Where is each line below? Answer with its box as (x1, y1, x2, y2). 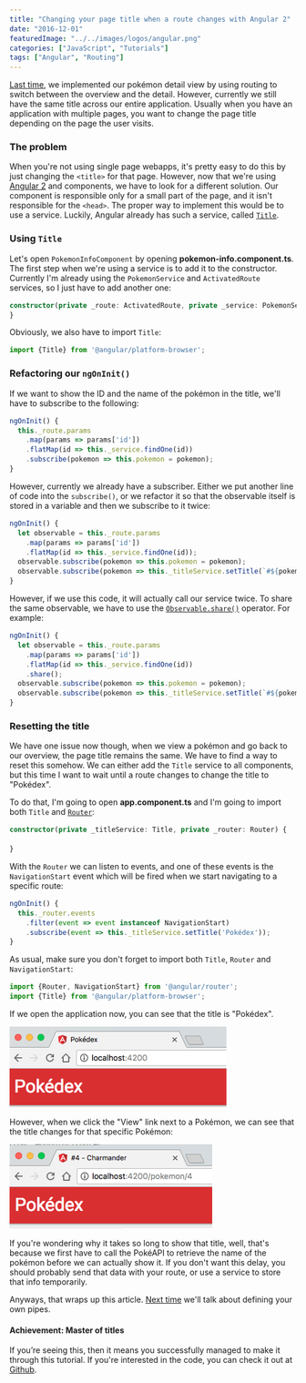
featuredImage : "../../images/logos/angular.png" (9, 34, 202, 43)
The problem (9, 141, 67, 154)
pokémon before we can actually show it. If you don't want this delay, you (9, 1257, 286, 1268)
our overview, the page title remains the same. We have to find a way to (9, 750, 278, 761)
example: (9, 613, 44, 624)
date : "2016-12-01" (9, 24, 84, 34)
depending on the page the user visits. (9, 118, 155, 129)
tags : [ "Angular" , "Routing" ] (9, 53, 125, 63)
